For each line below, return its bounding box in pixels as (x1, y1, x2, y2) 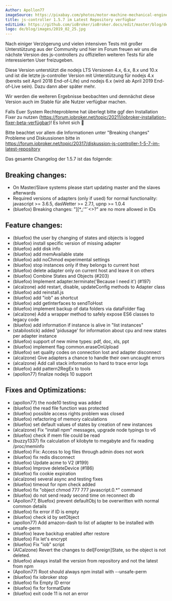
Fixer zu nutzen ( (5, 114, 41, 121)
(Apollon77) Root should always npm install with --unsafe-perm (12, 568, 147, 575)
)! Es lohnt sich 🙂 (49, 120, 84, 126)
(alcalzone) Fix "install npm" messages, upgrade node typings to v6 (12, 426, 156, 433)
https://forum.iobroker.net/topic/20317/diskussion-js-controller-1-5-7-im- (5, 141, 160, 147)
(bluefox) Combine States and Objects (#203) (12, 273, 109, 279)
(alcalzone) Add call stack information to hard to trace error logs (12, 360, 148, 366)
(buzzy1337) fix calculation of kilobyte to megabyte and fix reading (12, 437, 154, 444)
